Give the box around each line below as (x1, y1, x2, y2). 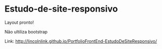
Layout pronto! (4, 19, 34, 25)
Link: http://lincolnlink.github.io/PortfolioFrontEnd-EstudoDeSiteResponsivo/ (4, 38, 157, 44)
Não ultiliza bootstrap (4, 29, 48, 34)
